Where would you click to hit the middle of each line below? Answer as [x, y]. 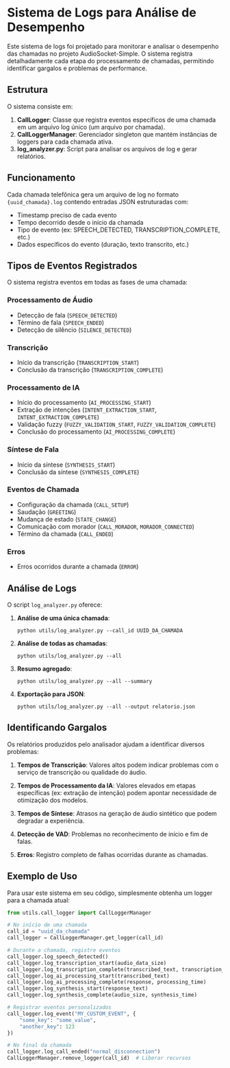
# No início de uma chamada [47, 925]
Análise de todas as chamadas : [62, 643]
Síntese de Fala [33, 449]
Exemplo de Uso [42, 877]
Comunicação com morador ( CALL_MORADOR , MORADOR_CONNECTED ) [106, 526]
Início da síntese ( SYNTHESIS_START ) [66, 465]
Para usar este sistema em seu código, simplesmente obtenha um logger [110, 893]
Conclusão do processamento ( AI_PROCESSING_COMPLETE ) [96, 432]
